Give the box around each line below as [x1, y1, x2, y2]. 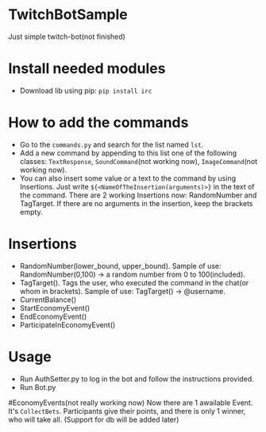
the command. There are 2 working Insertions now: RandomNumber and [19, 190, 257, 200]
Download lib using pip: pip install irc [19, 86, 152, 95]
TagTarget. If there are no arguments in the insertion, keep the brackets [19, 198, 253, 208]
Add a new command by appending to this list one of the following [19, 148, 237, 158]
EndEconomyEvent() [19, 312, 87, 321]
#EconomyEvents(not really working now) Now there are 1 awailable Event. [8, 398, 253, 407]
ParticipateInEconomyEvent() [19, 319, 116, 330]
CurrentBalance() [19, 295, 77, 304]
